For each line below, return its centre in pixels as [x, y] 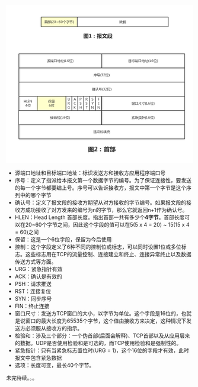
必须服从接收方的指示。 [54, 328]
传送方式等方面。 [36, 262]
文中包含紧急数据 [41, 357]
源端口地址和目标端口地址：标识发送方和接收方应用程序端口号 [90, 173]
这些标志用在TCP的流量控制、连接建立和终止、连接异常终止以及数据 [108, 254]
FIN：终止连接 [32, 306]
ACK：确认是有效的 [38, 276]
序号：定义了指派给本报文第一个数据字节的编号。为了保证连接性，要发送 [103, 180]
